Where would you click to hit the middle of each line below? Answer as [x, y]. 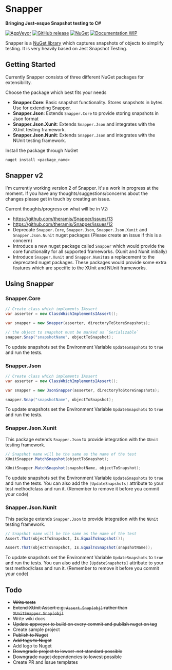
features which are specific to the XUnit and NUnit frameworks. [80, 268]
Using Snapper [30, 283]
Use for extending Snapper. [42, 108]
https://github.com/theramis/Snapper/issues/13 [63, 219]
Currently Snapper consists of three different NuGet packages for [75, 77]
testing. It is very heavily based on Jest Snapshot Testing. [66, 48]
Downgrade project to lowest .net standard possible [68, 652]
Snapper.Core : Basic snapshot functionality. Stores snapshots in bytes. [88, 102]
